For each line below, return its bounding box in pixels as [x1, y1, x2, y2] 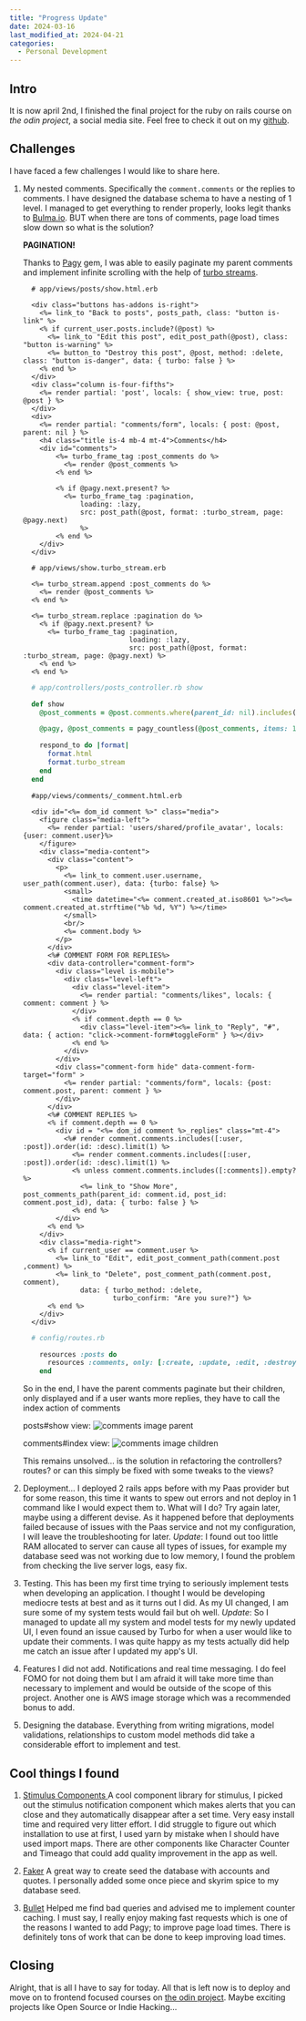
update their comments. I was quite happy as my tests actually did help [22, 1636, 290, 1647]
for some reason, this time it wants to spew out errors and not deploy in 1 [22, 1493, 297, 1503]
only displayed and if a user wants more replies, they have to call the [22, 1393, 280, 1404]
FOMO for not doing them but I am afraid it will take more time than [22, 1673, 274, 1684]
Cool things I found [9, 1765, 120, 1781]
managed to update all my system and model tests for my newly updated [22, 1616, 296, 1627]
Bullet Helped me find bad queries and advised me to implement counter [22, 1902, 296, 1913]
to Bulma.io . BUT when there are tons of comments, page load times [22, 211, 280, 223]
